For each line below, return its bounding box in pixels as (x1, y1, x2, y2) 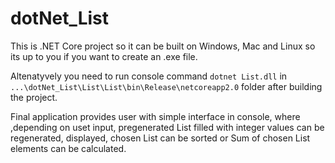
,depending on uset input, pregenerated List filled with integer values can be (10, 121, 325, 133)
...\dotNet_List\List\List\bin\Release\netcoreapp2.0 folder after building (10, 80, 323, 92)
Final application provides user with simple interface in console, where (10, 110, 301, 122)
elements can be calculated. (10, 142, 127, 154)
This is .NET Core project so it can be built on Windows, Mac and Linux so (10, 40, 316, 52)
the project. (10, 91, 58, 103)
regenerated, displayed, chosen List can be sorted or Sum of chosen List (10, 132, 311, 144)
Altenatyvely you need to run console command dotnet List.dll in (10, 70, 288, 82)
